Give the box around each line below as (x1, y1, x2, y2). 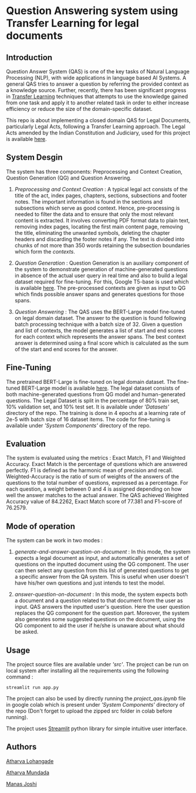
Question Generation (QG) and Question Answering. (6, 174, 132, 181)
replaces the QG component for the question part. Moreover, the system (14, 609, 190, 617)
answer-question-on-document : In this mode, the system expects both (14, 591, 188, 598)
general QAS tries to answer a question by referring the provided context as (6, 80, 190, 87)
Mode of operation (6, 521, 75, 531)
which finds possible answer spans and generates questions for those (14, 291, 185, 298)
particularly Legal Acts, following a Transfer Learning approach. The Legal (6, 123, 186, 130)
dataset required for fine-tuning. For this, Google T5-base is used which (14, 278, 189, 285)
